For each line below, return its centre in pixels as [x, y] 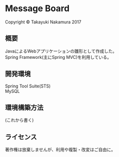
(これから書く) [19, 120]
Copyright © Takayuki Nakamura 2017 [43, 22]
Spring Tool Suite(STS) [28, 86]
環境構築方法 [24, 107]
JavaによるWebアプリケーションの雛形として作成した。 [61, 51]
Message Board [37, 9]
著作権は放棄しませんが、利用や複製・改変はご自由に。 [60, 150]
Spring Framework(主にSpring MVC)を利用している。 [58, 57]
